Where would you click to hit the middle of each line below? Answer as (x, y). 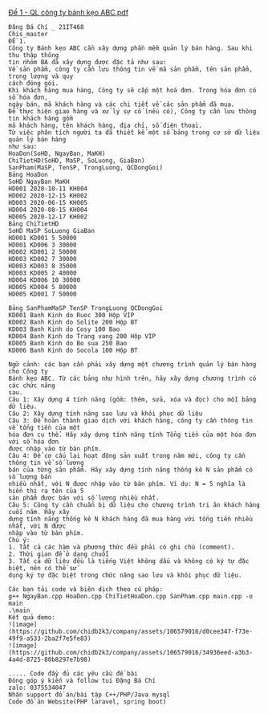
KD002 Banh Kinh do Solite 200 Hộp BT (73, 322)
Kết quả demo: (32, 618)
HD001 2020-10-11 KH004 (48, 189)
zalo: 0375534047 (37, 687)
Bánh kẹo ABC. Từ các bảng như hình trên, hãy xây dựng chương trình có (132, 378)
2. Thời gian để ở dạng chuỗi (59, 554)
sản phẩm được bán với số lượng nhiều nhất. (84, 498)
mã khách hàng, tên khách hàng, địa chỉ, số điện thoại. (106, 125)
